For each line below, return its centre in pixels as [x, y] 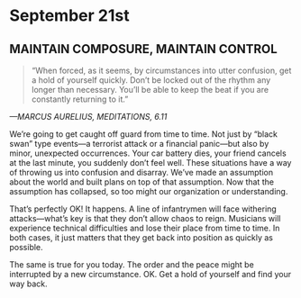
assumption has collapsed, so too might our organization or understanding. [149, 191]
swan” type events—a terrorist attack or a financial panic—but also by [139, 144]
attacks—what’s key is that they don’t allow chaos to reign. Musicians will [145, 218]
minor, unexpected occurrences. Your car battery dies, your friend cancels [148, 153]
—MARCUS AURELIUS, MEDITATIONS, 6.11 [88, 117]
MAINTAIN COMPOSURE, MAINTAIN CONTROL [143, 49]
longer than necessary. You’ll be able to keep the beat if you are [150, 90]
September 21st [69, 16]
